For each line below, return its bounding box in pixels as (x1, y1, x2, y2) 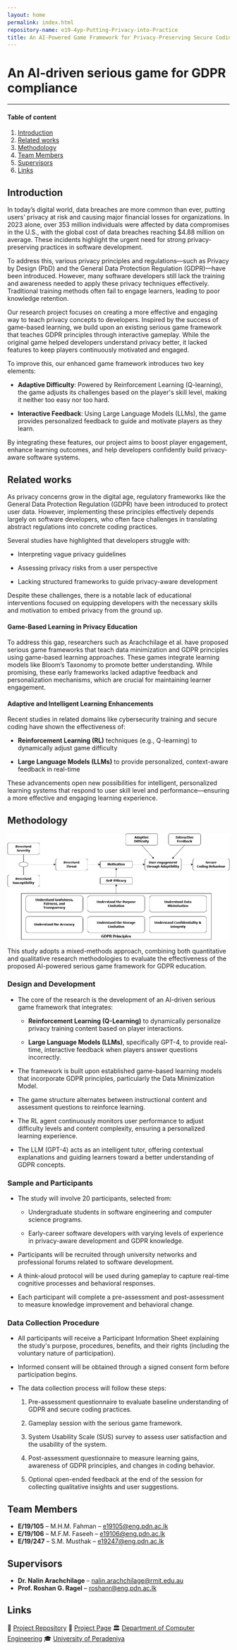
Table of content (7, 113, 56, 121)
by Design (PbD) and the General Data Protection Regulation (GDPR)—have (7, 264, 226, 273)
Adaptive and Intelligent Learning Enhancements (7, 699, 154, 708)
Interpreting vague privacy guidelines (17, 550, 127, 558)
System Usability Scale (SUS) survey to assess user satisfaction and (28, 1433, 227, 1441)
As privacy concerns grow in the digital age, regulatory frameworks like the (7, 493, 226, 501)
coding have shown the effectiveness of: (7, 723, 126, 731)
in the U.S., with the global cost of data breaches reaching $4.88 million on (7, 228, 224, 236)
